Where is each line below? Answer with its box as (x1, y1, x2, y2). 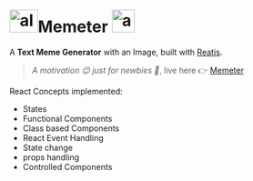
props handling (22, 151, 80, 163)
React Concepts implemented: (9, 85, 123, 96)
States (22, 103, 47, 114)
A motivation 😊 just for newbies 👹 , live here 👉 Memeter (31, 65, 244, 75)
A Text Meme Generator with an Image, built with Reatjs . (9, 46, 223, 57)
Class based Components (22, 123, 120, 134)
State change (22, 142, 73, 153)
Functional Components (22, 113, 113, 124)
